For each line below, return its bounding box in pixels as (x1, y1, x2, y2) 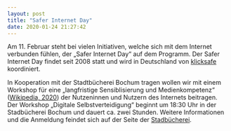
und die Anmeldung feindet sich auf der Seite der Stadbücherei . (7, 116, 192, 124)
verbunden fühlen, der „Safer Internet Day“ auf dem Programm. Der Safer (7, 50, 220, 58)
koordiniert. (7, 64, 41, 74)
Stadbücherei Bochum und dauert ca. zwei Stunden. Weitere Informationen (7, 108, 225, 116)
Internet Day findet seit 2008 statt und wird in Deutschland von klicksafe (7, 57, 217, 66)
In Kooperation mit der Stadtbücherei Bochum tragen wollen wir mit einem (7, 78, 222, 87)
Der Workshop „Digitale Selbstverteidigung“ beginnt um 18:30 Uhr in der (7, 101, 217, 109)
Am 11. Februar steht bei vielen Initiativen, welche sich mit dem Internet (7, 43, 212, 51)
